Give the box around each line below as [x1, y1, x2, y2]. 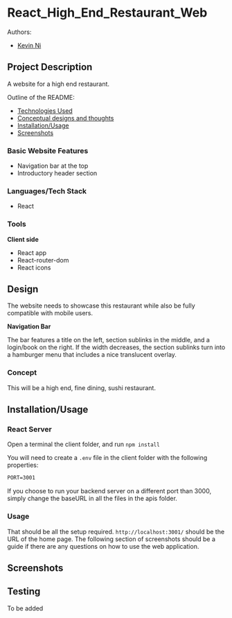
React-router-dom [17, 256, 69, 264]
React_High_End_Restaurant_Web [7, 5, 208, 21]
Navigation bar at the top [17, 161, 89, 170]
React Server [7, 425, 52, 434]
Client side [7, 235, 39, 243]
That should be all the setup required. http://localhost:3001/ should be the [7, 527, 225, 536]
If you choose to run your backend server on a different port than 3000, [7, 487, 212, 495]
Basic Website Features [7, 145, 89, 155]
